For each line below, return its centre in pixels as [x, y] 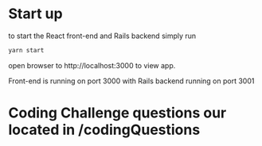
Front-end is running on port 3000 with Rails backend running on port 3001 [131, 81]
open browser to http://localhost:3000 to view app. [92, 65]
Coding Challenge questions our [117, 113]
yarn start [26, 50]
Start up [35, 14]
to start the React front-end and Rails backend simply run [102, 36]
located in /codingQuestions [104, 130]
